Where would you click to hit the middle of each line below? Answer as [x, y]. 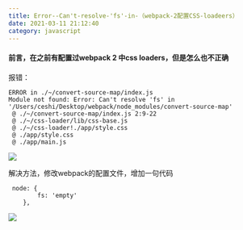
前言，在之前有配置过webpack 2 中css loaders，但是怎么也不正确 [119, 57]
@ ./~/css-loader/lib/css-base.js [70, 121]
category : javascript [45, 31]
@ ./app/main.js [39, 142]
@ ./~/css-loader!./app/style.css [70, 128]
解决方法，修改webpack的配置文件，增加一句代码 [91, 173]
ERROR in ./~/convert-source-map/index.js [81, 92]
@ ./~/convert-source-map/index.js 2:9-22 [84, 114]
